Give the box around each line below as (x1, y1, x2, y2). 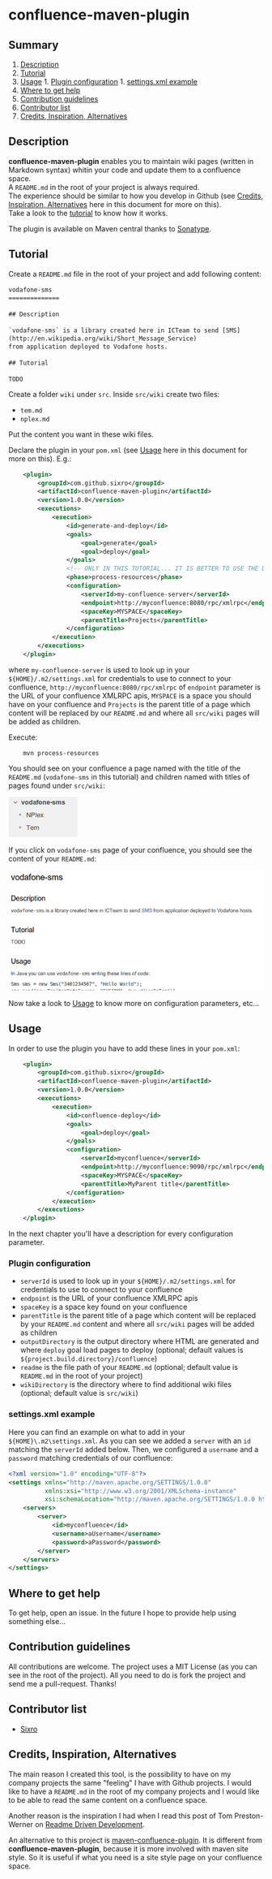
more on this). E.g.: (8, 453, 72, 464)
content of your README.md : (8, 853, 97, 863)
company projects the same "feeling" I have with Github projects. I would (8, 1777, 253, 1787)
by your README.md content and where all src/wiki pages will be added (19, 1320, 255, 1329)
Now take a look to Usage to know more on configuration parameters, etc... (8, 998, 260, 1008)
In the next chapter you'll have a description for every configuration (8, 1229, 233, 1239)
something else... (8, 1617, 66, 1626)
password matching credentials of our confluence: (8, 1453, 173, 1462)
